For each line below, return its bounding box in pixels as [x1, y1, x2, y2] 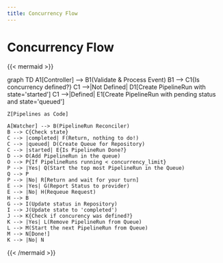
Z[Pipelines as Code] [7, 110, 69, 117]
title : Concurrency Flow [7, 10, 78, 17]
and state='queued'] [7, 97, 65, 105]
